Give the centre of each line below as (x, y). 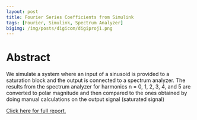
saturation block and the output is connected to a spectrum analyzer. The (96, 80)
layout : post (22, 12)
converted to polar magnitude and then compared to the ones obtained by (97, 93)
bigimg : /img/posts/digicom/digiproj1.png (59, 28)
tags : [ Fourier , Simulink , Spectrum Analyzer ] (65, 23)
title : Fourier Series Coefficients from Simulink (70, 17)
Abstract (28, 58)
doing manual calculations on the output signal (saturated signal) (85, 99)
